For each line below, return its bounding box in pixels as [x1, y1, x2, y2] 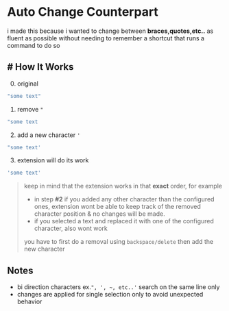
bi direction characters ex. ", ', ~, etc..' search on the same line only [16, 283, 220, 291]
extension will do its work [16, 156, 89, 164]
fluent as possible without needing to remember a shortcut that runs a [7, 34, 204, 42]
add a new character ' [16, 131, 81, 139]
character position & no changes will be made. [34, 210, 166, 218]
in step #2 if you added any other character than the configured [34, 195, 215, 203]
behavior [16, 297, 43, 306]
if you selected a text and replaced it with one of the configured [34, 217, 215, 225]
